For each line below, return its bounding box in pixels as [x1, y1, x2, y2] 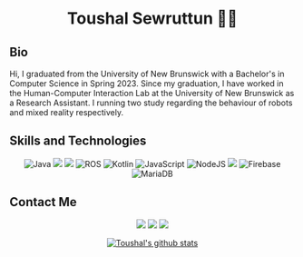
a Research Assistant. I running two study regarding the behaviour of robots [9, 97, 293, 108]
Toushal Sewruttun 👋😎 [66, 8, 239, 29]
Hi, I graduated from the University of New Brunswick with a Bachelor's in [9, 68, 285, 79]
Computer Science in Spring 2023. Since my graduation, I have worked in [9, 78, 284, 89]
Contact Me [9, 194, 77, 210]
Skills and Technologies [9, 133, 147, 149]
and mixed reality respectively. [9, 107, 124, 117]
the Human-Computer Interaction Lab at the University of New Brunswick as [9, 88, 295, 98]
